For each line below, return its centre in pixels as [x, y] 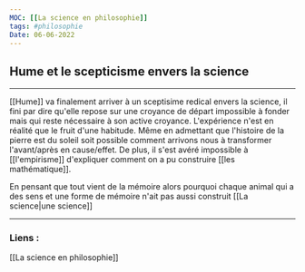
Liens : [25, 238]
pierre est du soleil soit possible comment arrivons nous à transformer [141, 141]
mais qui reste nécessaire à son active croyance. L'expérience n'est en [142, 121]
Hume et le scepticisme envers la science [129, 71]
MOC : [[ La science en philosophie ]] [79, 18]
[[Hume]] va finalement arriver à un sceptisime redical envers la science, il [148, 102]
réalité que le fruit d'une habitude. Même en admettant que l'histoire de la [147, 131]
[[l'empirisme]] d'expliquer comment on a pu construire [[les [123, 160]
